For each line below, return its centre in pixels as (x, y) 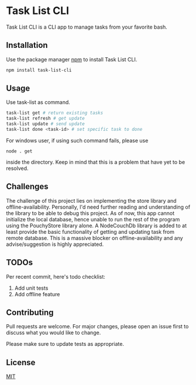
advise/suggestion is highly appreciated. (55, 244)
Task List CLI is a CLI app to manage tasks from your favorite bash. (87, 27)
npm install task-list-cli (39, 70)
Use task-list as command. (38, 102)
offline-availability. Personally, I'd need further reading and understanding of (98, 207)
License (21, 363)
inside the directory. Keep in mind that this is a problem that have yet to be (96, 162)
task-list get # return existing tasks (55, 113)
